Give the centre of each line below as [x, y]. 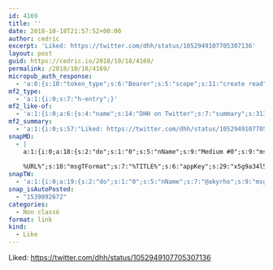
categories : [28, 204]
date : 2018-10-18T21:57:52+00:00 [65, 31]
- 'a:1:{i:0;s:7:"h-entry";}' [67, 99]
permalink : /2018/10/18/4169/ [60, 69]
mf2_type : [25, 91]
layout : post [30, 54]
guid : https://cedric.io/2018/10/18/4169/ [81, 62]
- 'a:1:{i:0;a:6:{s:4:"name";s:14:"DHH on [89, 114]
